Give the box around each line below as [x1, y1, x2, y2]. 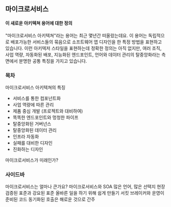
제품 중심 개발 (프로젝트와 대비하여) [12, 108, 83, 114]
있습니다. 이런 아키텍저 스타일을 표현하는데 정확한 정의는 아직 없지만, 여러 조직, [5, 45, 162, 51]
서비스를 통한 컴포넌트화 [12, 95, 61, 101]
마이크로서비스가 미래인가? [5, 157, 59, 163]
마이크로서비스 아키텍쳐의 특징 [5, 84, 66, 90]
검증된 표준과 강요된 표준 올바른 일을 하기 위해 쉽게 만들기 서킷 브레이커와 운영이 [5, 190, 165, 196]
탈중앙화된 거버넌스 [12, 120, 52, 126]
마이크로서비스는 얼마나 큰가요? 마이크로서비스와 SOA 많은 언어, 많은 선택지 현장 [5, 184, 165, 190]
